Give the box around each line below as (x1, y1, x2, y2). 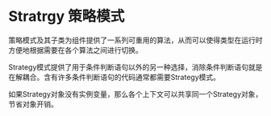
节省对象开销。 (8, 99, 58, 109)
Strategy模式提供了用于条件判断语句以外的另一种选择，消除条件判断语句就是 (8, 62, 263, 72)
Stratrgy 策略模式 (8, 7, 125, 26)
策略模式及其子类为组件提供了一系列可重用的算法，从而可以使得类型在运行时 (8, 35, 263, 45)
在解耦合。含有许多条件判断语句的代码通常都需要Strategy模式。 (8, 72, 220, 82)
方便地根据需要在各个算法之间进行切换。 (8, 45, 143, 54)
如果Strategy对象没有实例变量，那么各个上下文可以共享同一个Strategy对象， (8, 89, 263, 98)
